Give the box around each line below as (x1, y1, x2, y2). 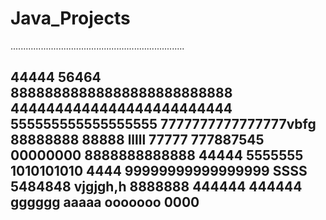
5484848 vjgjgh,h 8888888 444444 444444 (10, 178, 303, 196)
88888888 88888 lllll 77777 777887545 (10, 132, 265, 149)
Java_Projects (10, 7, 131, 30)
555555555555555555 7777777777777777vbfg (10, 116, 317, 133)
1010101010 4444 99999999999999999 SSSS (10, 163, 308, 180)
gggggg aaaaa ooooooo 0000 (10, 194, 200, 211)
